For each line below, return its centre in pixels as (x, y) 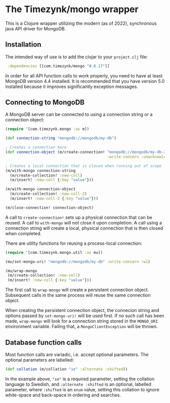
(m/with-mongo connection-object (40, 189)
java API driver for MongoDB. (36, 28)
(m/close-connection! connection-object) (50, 208)
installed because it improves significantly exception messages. (72, 86)
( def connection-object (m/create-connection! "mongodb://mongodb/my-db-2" (87, 152)
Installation (23, 45)
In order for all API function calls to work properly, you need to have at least (84, 76)
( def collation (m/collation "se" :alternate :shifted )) (67, 369)
